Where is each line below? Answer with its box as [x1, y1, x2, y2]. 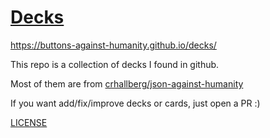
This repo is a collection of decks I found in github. [10, 58, 220, 70]
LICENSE [10, 116, 48, 128]
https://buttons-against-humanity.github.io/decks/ [10, 39, 217, 51]
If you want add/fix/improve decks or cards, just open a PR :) [10, 97, 261, 109]
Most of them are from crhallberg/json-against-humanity [10, 77, 244, 90]
